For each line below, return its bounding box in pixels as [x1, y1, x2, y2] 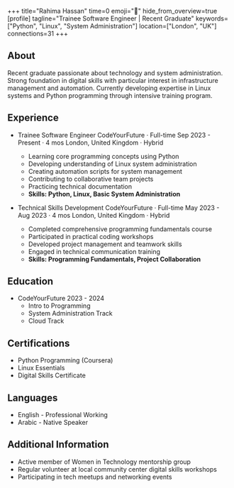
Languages [7, 392, 58, 404]
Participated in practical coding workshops [28, 232, 154, 240]
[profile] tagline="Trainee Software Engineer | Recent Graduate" [7, 14, 195, 23]
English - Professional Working [17, 411, 108, 419]
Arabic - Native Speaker [17, 418, 89, 427]
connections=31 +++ [7, 29, 69, 38]
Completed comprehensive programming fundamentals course [28, 224, 213, 233]
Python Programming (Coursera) [17, 356, 113, 365]
